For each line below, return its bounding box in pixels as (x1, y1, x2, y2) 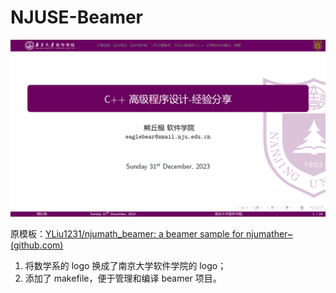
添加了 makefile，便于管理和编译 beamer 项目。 (24, 272, 222, 285)
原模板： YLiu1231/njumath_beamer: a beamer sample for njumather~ (10, 228, 294, 240)
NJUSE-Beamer (10, 6, 144, 29)
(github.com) (10, 239, 64, 251)
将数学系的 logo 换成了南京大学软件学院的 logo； (24, 260, 227, 272)
